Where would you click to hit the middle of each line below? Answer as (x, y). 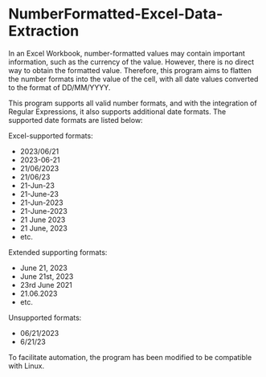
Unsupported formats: (45, 318)
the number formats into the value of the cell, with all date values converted (133, 79)
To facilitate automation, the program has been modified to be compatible (130, 357)
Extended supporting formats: (58, 252)
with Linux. (27, 366)
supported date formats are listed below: (76, 120)
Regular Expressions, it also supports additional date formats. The (117, 111)
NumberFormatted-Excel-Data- (116, 14)
